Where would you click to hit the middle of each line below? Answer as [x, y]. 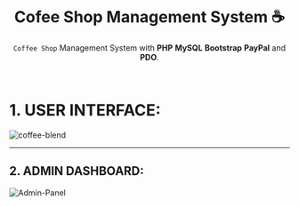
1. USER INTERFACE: [85, 111]
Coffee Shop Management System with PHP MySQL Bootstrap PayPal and [149, 48]
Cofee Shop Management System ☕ [149, 17]
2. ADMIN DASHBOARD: [77, 171]
